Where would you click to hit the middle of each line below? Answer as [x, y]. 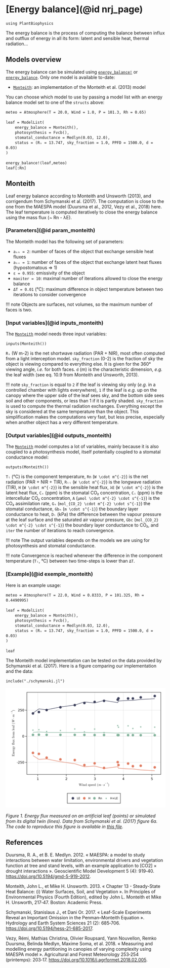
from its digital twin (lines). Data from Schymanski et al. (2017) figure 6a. [82, 821]
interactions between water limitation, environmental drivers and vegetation [84, 860]
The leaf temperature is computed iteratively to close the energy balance [82, 212]
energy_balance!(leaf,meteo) [36, 163]
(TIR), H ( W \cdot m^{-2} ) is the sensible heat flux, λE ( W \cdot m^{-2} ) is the [84, 488]
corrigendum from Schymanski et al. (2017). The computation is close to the [85, 201]
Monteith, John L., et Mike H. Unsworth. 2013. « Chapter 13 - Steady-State [83, 886]
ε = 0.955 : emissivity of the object [49, 273]
